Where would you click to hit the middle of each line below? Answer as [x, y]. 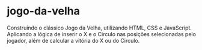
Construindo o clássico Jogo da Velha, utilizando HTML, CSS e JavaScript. [99, 28]
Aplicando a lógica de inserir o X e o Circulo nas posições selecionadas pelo [101, 34]
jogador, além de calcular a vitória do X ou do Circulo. [73, 40]
